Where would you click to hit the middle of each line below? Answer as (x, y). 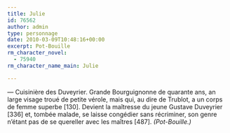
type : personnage (33, 33)
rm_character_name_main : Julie (53, 66)
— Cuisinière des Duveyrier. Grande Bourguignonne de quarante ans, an (111, 92)
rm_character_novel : (38, 53)
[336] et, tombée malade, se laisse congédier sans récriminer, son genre (112, 114)
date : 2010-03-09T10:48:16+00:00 (56, 40)
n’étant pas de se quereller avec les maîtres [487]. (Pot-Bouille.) (99, 121)
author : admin (28, 27)
